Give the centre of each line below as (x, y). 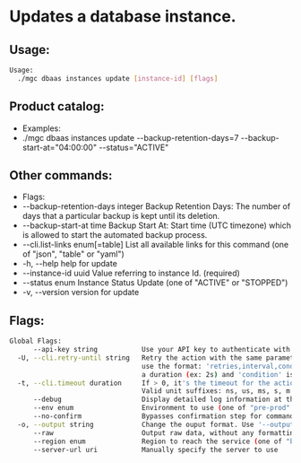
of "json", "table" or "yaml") (73, 254)
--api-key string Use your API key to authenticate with (162, 350)
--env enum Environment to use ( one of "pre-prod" (162, 408)
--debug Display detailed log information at (157, 400)
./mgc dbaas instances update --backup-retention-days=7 (130, 137)
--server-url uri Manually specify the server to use (155, 450)
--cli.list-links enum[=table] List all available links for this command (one (155, 245)
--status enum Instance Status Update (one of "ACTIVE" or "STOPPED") (155, 283)
